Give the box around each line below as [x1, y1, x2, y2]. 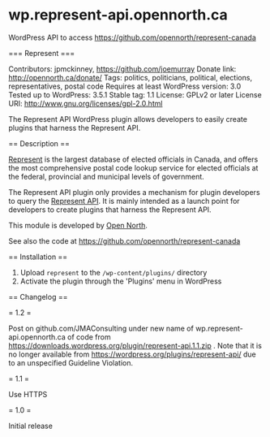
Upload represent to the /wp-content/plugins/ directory [19, 267, 208, 277]
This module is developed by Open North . [8, 220, 148, 230]
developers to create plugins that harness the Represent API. [8, 205, 212, 214]
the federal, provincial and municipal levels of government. [8, 171, 204, 181]
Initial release [8, 421, 53, 431]
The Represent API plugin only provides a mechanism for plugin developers [8, 187, 261, 197]
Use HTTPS [8, 389, 48, 399]
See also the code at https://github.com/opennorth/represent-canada [8, 236, 241, 245]
